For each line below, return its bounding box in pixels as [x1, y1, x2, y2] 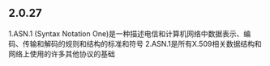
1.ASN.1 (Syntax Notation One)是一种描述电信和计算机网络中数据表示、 [8, 28, 244, 39]
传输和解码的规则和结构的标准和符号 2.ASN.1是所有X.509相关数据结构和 [22, 39, 262, 48]
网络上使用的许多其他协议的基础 [8, 48, 115, 59]
